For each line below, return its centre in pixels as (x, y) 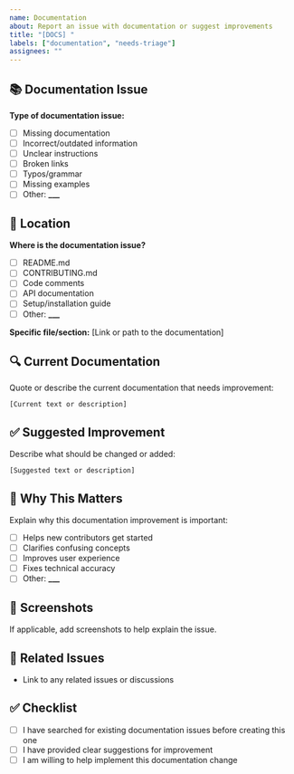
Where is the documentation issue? (78, 245)
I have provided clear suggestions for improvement (118, 750)
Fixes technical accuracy (69, 569)
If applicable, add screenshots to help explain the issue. (113, 629)
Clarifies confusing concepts (76, 548)
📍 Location (40, 223)
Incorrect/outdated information (80, 143)
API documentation (58, 293)
